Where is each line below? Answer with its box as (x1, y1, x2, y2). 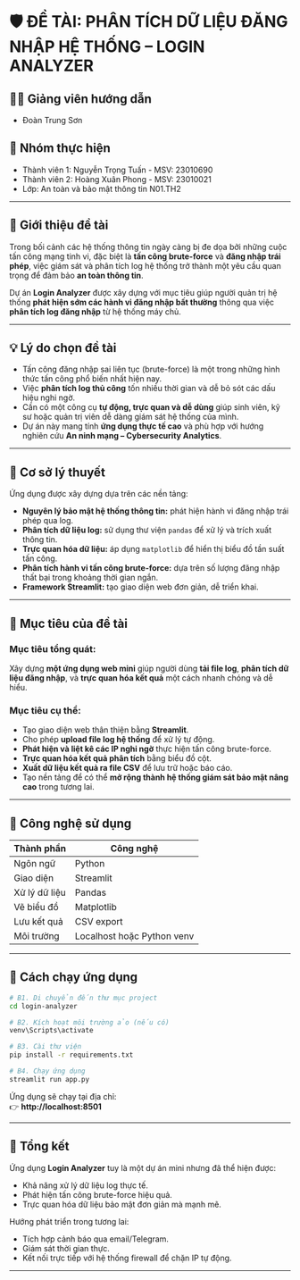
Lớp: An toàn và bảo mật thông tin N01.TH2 (21, 183, 181, 194)
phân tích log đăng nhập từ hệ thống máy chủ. (9, 305, 181, 317)
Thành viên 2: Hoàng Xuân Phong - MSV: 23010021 (21, 173, 212, 184)
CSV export (74, 916, 123, 928)
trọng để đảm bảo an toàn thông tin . (9, 270, 145, 280)
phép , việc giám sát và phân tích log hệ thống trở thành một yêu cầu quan (9, 260, 281, 271)
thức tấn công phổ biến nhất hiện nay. (21, 373, 162, 384)
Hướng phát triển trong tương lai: (9, 1216, 129, 1226)
